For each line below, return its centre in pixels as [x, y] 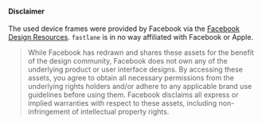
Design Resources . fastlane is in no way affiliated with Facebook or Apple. [131, 37]
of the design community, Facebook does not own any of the [128, 61]
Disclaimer [27, 11]
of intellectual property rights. [120, 112]
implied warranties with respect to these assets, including [122, 103]
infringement [49, 112]
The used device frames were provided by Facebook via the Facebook [124, 29]
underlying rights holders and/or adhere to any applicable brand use [140, 87]
